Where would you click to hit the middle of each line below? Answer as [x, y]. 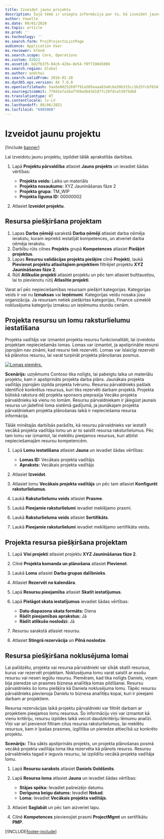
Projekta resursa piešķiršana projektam [66, 542]
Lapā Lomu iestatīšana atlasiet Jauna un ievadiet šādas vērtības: [78, 450]
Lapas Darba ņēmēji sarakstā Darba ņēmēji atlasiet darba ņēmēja [78, 233]
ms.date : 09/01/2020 [26, 23]
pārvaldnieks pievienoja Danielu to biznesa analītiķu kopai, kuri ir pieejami [79, 694]
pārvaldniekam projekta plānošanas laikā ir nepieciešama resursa [71, 411]
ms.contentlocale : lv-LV [30, 101]
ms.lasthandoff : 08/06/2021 [34, 105]
